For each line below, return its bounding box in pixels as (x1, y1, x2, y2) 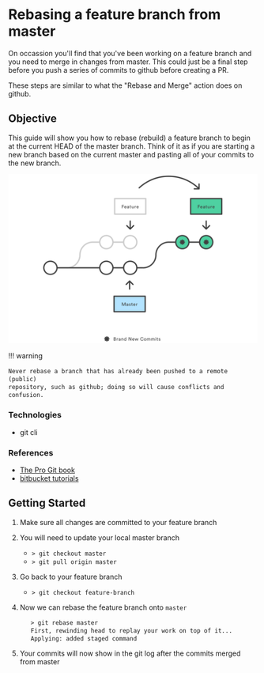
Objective (8, 112, 58, 126)
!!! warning (8, 351, 43, 361)
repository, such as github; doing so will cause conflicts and (8, 384, 224, 391)
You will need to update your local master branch (19, 532, 180, 543)
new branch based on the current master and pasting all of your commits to (8, 149, 255, 159)
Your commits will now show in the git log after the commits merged (19, 648, 241, 658)
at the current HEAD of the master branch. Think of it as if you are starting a (8, 141, 255, 151)
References (8, 447, 54, 458)
